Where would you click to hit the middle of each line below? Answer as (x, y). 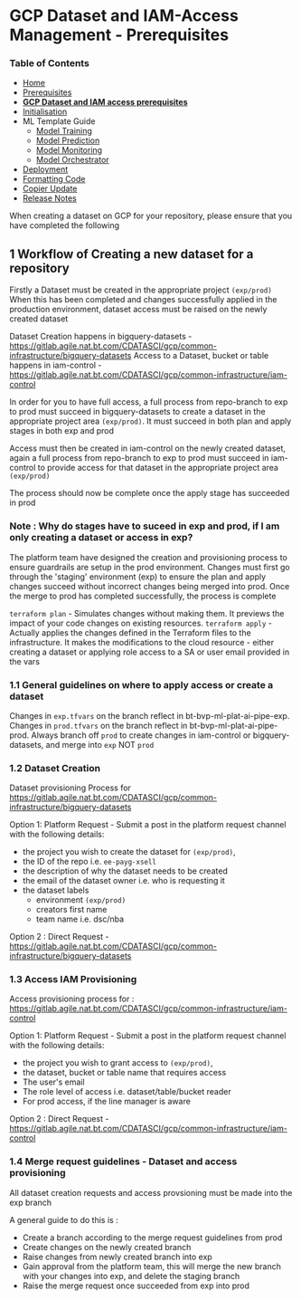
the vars (25, 661)
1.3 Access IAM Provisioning (73, 980)
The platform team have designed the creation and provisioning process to (148, 557)
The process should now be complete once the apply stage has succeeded (150, 493)
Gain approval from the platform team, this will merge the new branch (152, 1266)
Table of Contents (50, 63)
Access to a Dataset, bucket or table (201, 356)
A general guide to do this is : (64, 1219)
